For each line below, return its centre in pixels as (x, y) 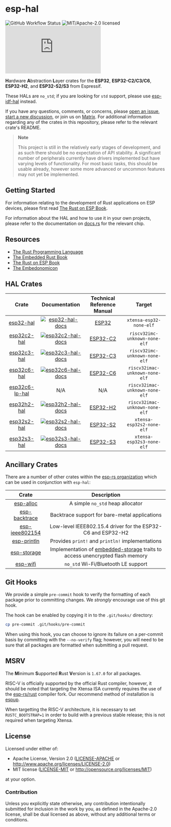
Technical (103, 298)
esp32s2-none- (144, 425)
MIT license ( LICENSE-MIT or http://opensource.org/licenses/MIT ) (82, 769)
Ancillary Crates (32, 464)
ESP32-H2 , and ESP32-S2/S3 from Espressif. (53, 86)
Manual (103, 311)
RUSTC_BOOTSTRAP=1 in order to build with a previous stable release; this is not (85, 715)
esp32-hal (21, 323)
